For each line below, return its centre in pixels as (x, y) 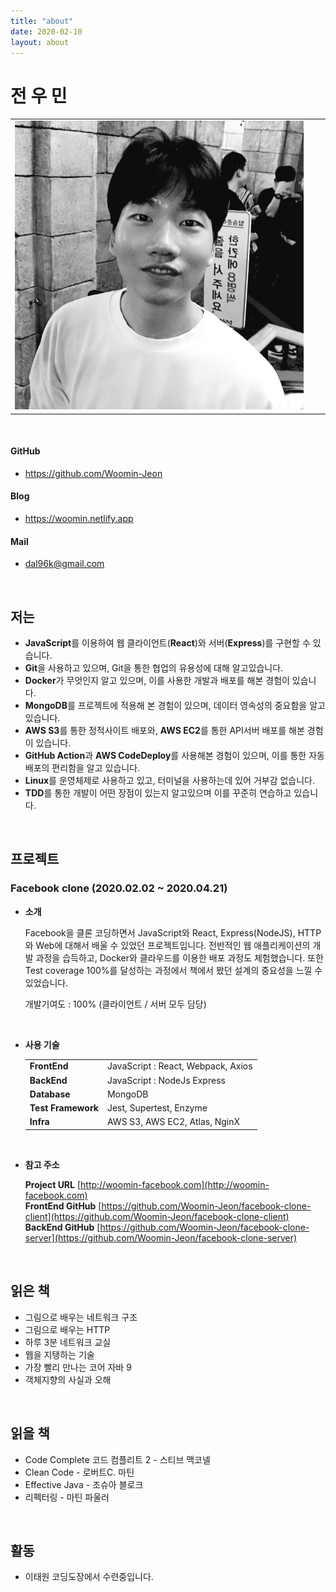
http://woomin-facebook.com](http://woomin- (175, 1184)
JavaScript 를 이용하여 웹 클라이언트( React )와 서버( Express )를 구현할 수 (167, 642)
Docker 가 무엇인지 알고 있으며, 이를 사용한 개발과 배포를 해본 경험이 (157, 680)
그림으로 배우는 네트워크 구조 (81, 1317)
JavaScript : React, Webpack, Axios (179, 1066)
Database (50, 1094)
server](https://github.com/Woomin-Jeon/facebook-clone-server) (161, 1237)
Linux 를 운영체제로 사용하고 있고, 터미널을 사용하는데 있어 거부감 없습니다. (170, 780)
